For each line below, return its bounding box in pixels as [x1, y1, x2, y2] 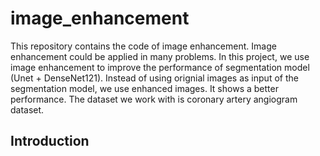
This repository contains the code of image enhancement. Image [10, 40, 277, 52]
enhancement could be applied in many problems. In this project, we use [10, 50, 310, 62]
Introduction [10, 133, 90, 150]
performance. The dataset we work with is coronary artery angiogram [10, 93, 298, 105]
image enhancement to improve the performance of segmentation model [10, 61, 310, 73]
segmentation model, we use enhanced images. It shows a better [10, 82, 279, 94]
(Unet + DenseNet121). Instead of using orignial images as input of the [10, 72, 299, 84]
